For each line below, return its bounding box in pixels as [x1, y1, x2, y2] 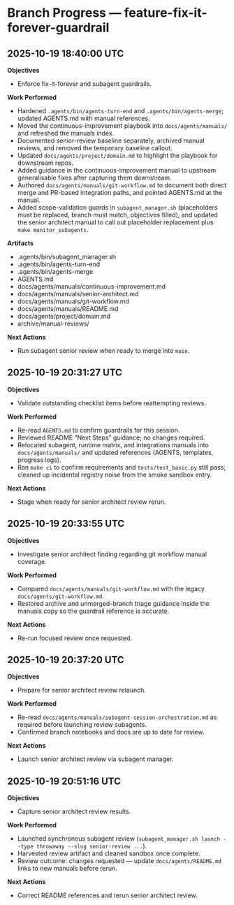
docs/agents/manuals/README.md [17, 305, 119, 312]
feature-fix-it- [124, 5, 207, 21]
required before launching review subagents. [17, 721, 147, 729]
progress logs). [17, 456, 61, 464]
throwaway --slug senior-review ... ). [36, 842, 147, 850]
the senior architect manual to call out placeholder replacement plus [17, 218, 214, 226]
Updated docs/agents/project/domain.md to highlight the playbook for [17, 152, 218, 159]
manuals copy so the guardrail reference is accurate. [17, 607, 170, 615]
